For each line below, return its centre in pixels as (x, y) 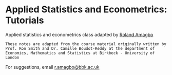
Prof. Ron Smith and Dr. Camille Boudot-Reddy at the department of (80, 48)
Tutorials (25, 20)
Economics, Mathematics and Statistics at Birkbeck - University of (80, 53)
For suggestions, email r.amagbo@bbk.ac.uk (52, 67)
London (12, 58)
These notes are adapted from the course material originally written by (86, 44)
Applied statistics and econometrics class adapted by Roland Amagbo (79, 34)
